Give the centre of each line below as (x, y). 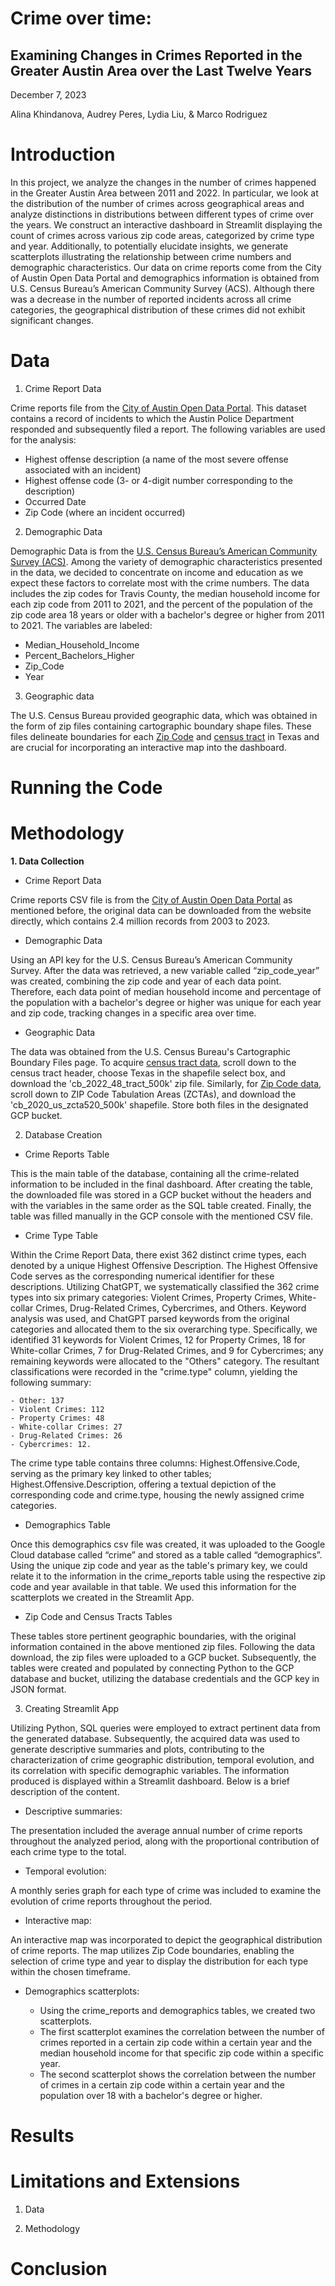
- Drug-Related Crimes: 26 (66, 1436)
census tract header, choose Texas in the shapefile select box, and (148, 1073)
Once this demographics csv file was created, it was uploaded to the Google (168, 1544)
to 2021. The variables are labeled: (81, 625)
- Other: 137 (37, 1401)
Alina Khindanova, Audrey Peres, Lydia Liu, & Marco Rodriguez (139, 114)
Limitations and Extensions (125, 2181)
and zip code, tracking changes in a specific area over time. (133, 1013)
